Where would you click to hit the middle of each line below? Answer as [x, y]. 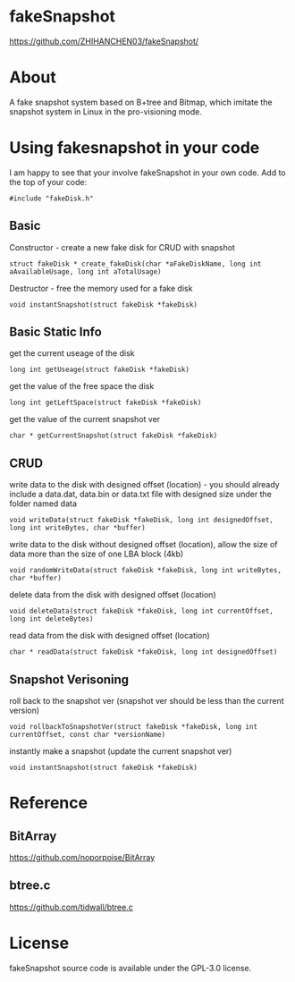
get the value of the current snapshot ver [85, 419]
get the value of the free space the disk [82, 386]
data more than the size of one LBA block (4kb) [97, 554]
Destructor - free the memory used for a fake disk [101, 288]
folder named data [43, 504]
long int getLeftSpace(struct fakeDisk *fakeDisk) [105, 403]
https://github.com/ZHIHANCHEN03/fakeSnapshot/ [104, 41]
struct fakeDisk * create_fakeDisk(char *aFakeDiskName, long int [135, 264]
